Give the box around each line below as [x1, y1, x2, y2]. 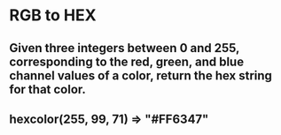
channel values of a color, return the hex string [9, 68, 273, 83]
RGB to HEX [9, 5, 97, 26]
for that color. [9, 81, 87, 97]
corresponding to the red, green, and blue [9, 54, 245, 69]
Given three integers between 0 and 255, [9, 41, 240, 56]
